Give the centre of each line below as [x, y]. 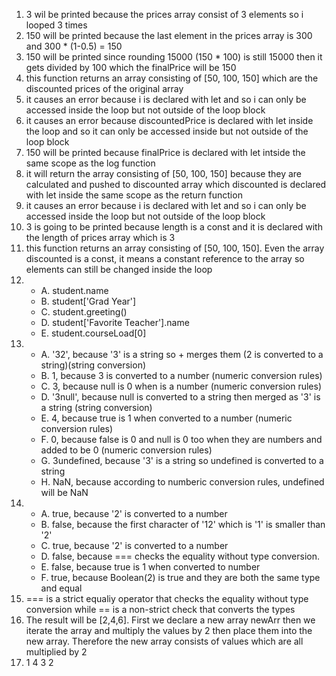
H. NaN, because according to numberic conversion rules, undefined [182, 482]
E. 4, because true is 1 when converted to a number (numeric [166, 418]
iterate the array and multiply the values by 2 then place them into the [169, 630]
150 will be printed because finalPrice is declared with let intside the [165, 152]
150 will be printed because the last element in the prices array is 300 [169, 35]
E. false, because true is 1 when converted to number [150, 567]
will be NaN [64, 492]
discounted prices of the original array [104, 88]
